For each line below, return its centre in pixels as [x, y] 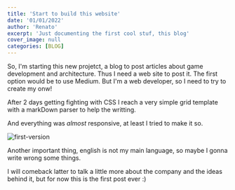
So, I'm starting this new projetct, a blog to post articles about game [105, 66]
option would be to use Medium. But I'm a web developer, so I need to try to [117, 81]
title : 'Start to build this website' [64, 14]
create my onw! [30, 89]
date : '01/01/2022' [36, 20]
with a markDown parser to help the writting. [72, 110]
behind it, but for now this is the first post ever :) [77, 179]
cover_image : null [34, 40]
